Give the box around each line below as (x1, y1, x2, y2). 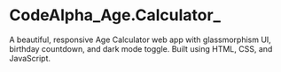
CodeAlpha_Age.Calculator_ (9, 5, 222, 25)
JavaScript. (9, 53, 51, 63)
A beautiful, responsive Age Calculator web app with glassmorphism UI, (9, 34, 272, 45)
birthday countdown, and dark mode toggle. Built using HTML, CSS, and (9, 43, 273, 54)
